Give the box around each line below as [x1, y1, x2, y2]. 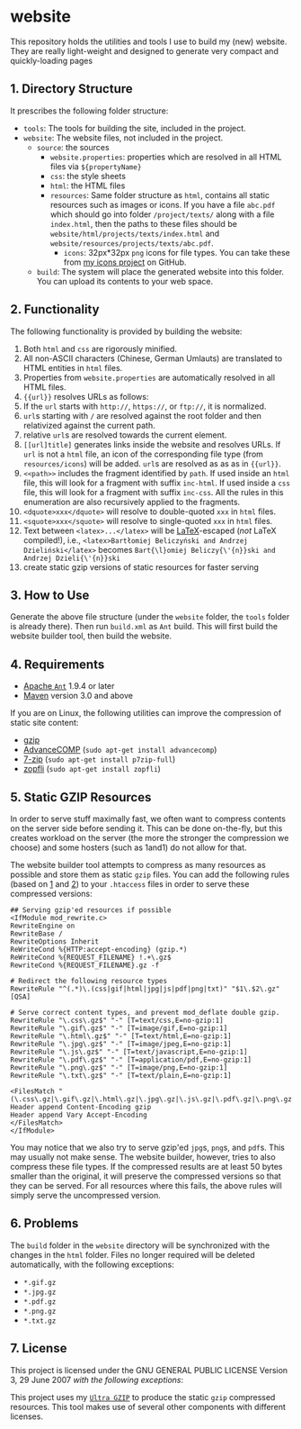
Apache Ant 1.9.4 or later [22, 681, 115, 692]
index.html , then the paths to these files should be [49, 218, 237, 229]
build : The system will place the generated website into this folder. [36, 266, 285, 276]
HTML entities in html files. [22, 362, 123, 373]
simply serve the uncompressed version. [10, 1190, 161, 1200]
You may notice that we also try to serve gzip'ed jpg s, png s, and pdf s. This [10, 1142, 286, 1153]
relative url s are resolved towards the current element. [22, 430, 227, 440]
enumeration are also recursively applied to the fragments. [22, 496, 241, 507]
